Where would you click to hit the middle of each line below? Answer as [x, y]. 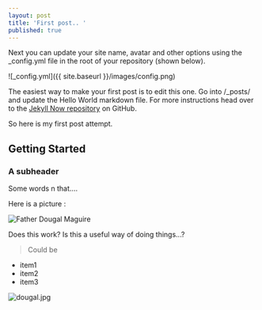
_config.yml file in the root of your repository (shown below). [107, 61]
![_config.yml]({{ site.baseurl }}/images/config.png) [92, 77]
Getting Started [47, 148]
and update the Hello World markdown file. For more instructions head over [131, 100]
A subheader [34, 171]
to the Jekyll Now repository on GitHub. [72, 108]
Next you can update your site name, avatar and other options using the [125, 53]
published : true [35, 30]
